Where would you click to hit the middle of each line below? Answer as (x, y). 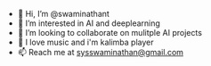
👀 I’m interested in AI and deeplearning (89, 23)
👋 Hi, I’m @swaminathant (63, 14)
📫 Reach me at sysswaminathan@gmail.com (101, 52)
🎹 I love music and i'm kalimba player (85, 42)
